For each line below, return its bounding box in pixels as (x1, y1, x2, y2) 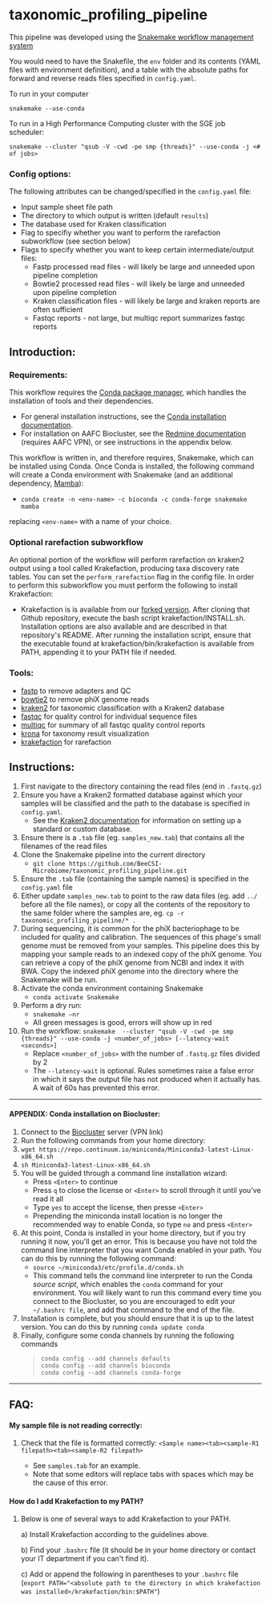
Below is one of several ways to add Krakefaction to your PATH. (20, 1514, 232, 1524)
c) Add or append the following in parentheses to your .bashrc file (20, 1569, 239, 1579)
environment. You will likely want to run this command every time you (32, 1288, 262, 1298)
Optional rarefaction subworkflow (9, 536, 143, 547)
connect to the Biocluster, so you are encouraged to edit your (32, 1296, 236, 1306)
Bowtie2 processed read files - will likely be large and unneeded (32, 279, 245, 289)
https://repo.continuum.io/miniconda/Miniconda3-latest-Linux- (38, 1146, 255, 1154)
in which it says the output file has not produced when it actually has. (32, 1075, 262, 1084)
